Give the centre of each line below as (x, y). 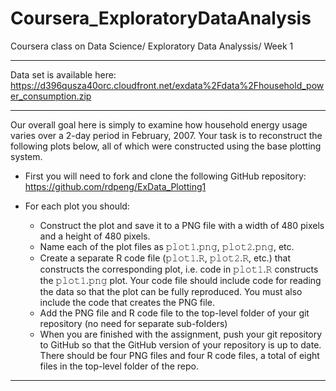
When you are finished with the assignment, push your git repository (181, 334)
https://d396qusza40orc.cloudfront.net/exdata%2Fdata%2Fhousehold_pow (167, 85)
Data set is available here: (63, 74)
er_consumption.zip (51, 96)
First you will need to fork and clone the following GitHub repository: (165, 176)
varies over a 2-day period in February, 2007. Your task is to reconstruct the (166, 135)
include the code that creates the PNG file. (127, 302)
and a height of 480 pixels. (95, 236)
